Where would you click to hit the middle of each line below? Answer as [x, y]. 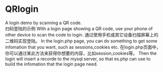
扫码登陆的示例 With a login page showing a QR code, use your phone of [79, 29]
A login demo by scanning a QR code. [43, 23]
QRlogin [22, 9]
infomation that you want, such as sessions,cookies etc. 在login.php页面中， [83, 47]
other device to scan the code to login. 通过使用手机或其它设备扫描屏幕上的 [82, 35]
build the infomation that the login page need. [51, 64]
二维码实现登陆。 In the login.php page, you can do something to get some [81, 41]
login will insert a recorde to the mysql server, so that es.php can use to [78, 59]
